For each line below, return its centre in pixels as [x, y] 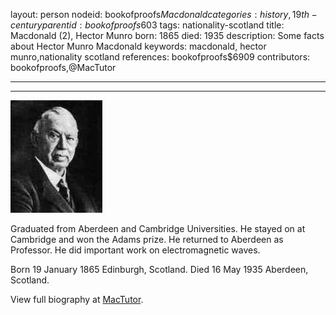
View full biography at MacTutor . [77, 299]
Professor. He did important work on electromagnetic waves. [135, 250]
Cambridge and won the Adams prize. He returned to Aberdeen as [147, 239]
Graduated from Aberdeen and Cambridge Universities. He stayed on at [158, 228]
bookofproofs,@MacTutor [63, 67]
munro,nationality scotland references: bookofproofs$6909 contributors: [160, 57]
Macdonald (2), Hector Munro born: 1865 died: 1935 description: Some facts [167, 35]
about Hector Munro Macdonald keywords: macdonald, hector [138, 46]
